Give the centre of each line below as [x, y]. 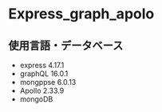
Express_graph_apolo [81, 14]
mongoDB [36, 99]
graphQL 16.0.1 [44, 74]
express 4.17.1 [42, 65]
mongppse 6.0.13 [48, 82]
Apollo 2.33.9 [42, 90]
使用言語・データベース [66, 45]
